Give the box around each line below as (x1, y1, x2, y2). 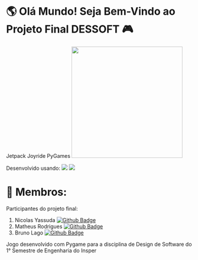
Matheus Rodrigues (14, 223, 63, 230)
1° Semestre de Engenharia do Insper (6, 247, 97, 254)
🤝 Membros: (6, 185, 67, 199)
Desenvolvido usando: (6, 164, 61, 172)
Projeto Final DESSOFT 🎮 (6, 23, 134, 36)
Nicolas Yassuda (14, 216, 56, 223)
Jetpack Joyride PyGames (6, 152, 71, 159)
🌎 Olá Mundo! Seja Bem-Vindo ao (6, 5, 176, 18)
